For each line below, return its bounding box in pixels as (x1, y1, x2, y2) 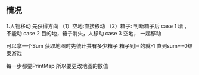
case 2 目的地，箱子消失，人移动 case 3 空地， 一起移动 (23, 30, 161, 37)
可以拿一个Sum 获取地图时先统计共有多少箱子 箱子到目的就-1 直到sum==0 (6, 42, 188, 49)
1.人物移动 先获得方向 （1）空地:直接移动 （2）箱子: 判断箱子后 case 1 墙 (6, 22, 184, 30)
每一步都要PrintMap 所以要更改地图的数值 (6, 62, 108, 69)
